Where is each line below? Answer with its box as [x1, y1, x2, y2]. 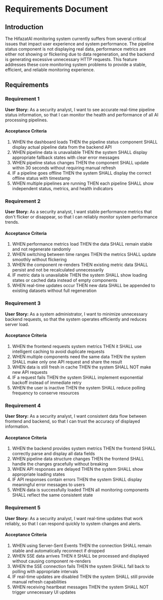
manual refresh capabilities [12, 579, 67, 584]
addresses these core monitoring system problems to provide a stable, [5, 62, 147, 67]
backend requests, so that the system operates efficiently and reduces [5, 316, 147, 322]
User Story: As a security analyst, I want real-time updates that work [5, 515, 143, 521]
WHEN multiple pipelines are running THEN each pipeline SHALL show [12, 180, 154, 186]
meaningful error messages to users [12, 482, 85, 488]
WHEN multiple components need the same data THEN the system [12, 353, 146, 359]
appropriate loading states [12, 471, 65, 477]
